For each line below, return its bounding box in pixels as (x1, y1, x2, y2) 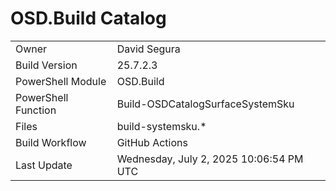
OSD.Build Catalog (10, 7, 167, 30)
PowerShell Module (15, 74, 107, 88)
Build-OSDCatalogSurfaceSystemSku (116, 97, 295, 111)
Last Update (15, 158, 73, 172)
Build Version (15, 58, 78, 72)
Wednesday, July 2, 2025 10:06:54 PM (116, 152, 304, 166)
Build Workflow (15, 135, 87, 149)
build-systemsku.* (116, 119, 207, 133)
